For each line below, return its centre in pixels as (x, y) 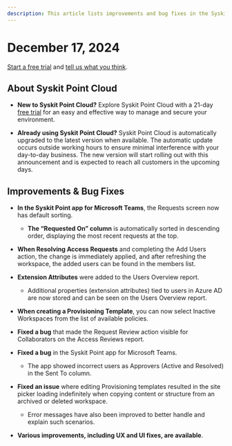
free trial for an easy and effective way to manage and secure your (112, 112)
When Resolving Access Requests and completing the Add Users (112, 250)
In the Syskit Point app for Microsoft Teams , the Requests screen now (118, 208)
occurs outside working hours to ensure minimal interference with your (118, 148)
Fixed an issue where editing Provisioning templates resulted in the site (119, 387)
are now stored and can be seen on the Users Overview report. (117, 298)
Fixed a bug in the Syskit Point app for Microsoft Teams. (97, 353)
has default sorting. (45, 215)
